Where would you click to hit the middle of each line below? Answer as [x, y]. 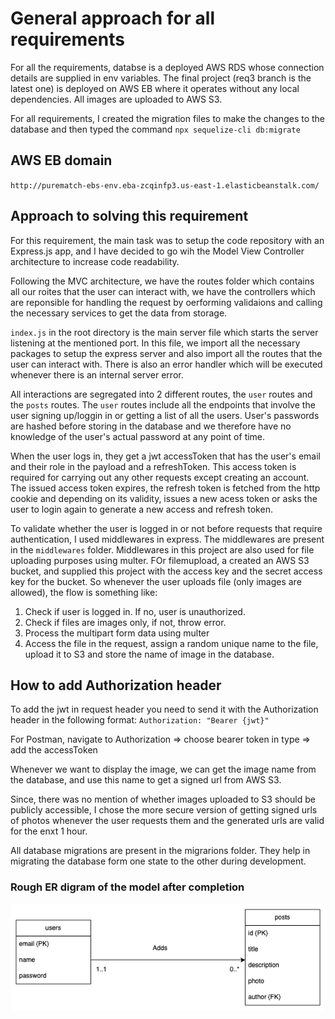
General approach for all [112, 18]
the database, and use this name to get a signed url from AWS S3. [146, 780]
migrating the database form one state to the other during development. [158, 861]
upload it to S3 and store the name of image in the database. [149, 654]
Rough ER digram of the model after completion [127, 887]
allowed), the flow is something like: [84, 592]
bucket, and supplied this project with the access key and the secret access [166, 571]
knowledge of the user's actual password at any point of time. [138, 436]
